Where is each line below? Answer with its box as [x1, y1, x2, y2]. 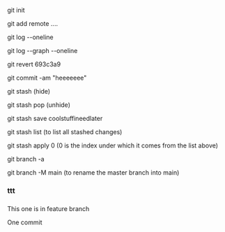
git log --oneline [7, 33, 54, 41]
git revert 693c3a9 [7, 60, 61, 68]
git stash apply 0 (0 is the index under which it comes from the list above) [7, 141, 218, 150]
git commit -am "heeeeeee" [7, 73, 87, 82]
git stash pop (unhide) [7, 101, 71, 109]
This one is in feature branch [7, 205, 90, 213]
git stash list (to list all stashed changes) [7, 128, 123, 136]
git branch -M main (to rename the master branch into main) [7, 168, 180, 177]
